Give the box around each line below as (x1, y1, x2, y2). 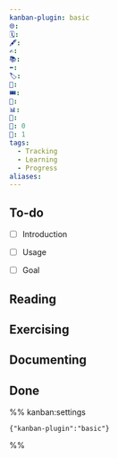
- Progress (17, 163, 58, 172)
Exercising (9, 322, 70, 338)
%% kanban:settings (9, 407, 87, 418)
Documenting (9, 352, 87, 368)
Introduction (21, 229, 68, 240)
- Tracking (17, 146, 58, 155)
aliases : (9, 172, 42, 181)
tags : (9, 138, 29, 147)
